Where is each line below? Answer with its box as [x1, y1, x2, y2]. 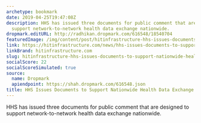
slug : [6, 53, 20, 59]
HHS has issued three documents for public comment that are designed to [6, 103, 190, 110]
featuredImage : [6, 37, 44, 43]
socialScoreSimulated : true [6, 64, 77, 71]
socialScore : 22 [6, 59, 47, 65]
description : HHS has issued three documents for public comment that [6, 20, 186, 26]
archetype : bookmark [6, 8, 58, 15]
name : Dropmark [11, 76, 50, 82]
